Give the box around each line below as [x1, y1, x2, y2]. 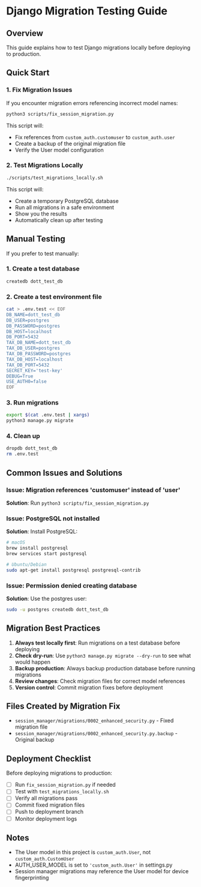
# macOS [6, 540, 26, 546]
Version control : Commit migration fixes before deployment [14, 684, 163, 691]
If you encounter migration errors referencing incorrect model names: [6, 99, 178, 106]
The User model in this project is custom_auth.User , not [14, 849, 151, 856]
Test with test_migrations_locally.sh [14, 788, 109, 795]
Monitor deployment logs [14, 815, 77, 822]
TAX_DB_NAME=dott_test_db [6, 340, 71, 346]
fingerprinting [14, 874, 49, 882]
